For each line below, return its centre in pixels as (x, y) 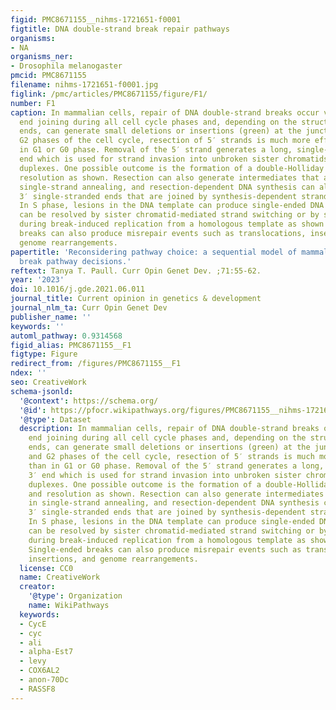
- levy (33, 661)
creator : (37, 587)
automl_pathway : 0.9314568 (66, 336)
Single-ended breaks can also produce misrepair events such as (165, 549)
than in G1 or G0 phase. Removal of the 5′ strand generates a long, (176, 466)
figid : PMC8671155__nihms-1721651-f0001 (96, 19)
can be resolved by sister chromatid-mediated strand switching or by (169, 215)
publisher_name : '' (51, 317)
